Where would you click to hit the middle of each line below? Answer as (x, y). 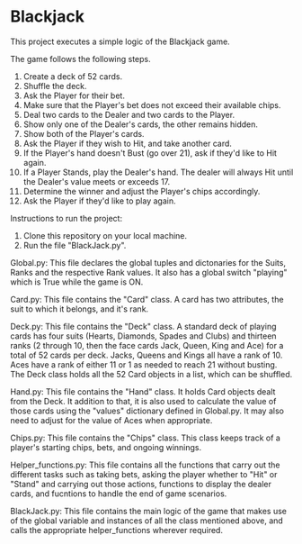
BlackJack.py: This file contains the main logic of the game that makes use (148, 511)
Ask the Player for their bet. (74, 95)
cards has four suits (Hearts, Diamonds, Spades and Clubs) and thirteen (143, 336)
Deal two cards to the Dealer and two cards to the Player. (129, 114)
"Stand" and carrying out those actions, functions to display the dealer (141, 484)
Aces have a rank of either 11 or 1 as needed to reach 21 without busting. (144, 364)
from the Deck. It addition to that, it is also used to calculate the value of (143, 401)
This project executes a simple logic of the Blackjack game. (120, 41)
